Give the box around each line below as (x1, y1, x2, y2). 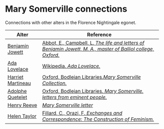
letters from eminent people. (42, 94, 107, 101)
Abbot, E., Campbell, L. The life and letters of (42, 39, 145, 46)
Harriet (7, 73, 23, 80)
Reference (87, 31, 112, 38)
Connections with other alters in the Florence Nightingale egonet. (5, 20, 137, 25)
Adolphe (7, 87, 27, 94)
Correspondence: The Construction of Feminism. (42, 116, 154, 123)
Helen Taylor (7, 112, 37, 119)
